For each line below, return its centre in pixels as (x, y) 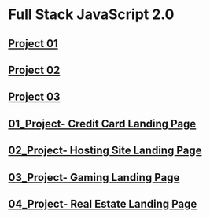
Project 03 (34, 97)
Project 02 (34, 70)
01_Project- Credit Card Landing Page (102, 124)
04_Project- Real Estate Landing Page (103, 203)
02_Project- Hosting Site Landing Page (105, 151)
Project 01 (33, 44)
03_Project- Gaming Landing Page (94, 177)
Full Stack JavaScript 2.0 (91, 15)
